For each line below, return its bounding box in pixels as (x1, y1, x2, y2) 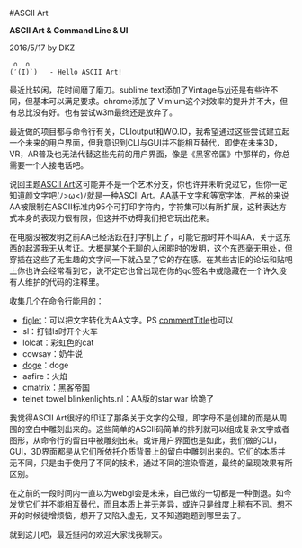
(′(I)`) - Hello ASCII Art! (9, 67, 123, 76)
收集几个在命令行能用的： (9, 296, 104, 306)
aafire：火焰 (22, 371, 68, 381)
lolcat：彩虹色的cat (22, 337, 94, 348)
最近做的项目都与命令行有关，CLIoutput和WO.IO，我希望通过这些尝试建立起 (9, 126, 290, 137)
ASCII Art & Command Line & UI (9, 25, 129, 35)
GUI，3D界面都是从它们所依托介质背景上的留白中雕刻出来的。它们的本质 (9, 446, 279, 456)
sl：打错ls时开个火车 (22, 326, 99, 336)
